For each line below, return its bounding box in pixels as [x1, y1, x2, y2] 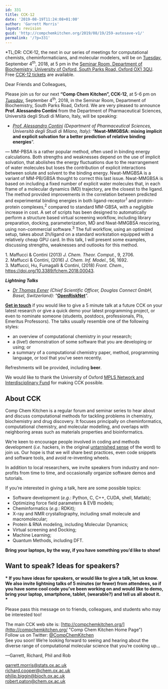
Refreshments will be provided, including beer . [5, 365, 102, 371]
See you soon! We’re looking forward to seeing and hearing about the [5, 637, 149, 643]
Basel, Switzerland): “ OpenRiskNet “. [12, 293, 89, 299]
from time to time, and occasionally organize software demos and [20, 470, 155, 476]
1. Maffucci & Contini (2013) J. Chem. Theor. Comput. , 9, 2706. [5, 252, 134, 258]
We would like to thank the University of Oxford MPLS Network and [5, 374, 144, 380]
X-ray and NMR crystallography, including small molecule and [12, 510, 140, 516]
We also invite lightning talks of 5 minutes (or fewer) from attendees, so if [5, 580, 161, 586]
